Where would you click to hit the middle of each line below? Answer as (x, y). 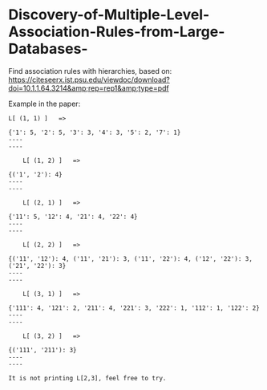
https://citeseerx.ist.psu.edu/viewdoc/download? (89, 79)
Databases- (48, 49)
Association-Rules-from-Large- (117, 32)
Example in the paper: (44, 104)
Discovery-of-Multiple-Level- (109, 15)
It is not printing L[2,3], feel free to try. (87, 378)
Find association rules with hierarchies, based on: (90, 71)
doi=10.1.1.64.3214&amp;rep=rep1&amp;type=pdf (89, 88)
